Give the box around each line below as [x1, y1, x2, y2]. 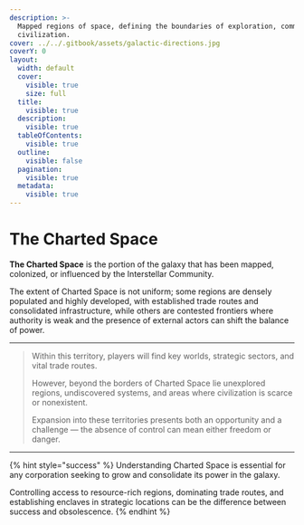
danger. [31, 434, 61, 444]
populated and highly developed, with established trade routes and [9, 295, 260, 306]
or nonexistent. [31, 396, 89, 407]
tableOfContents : [17, 131, 83, 140]
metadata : [17, 182, 54, 191]
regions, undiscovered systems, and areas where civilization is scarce [31, 387, 293, 398]
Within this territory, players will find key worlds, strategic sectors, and [31, 350, 295, 361]
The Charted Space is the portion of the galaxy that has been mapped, [9, 259, 274, 270]
